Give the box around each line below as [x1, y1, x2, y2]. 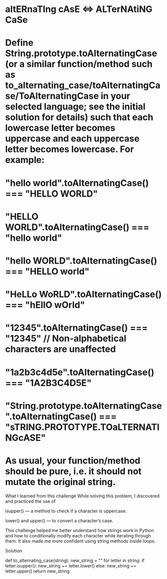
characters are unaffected [5, 343, 116, 355]
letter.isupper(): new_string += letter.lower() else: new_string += [5, 562, 136, 568]
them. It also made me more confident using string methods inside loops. [5, 538, 156, 544]
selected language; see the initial [5, 101, 146, 112]
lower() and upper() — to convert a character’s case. [5, 517, 113, 523]
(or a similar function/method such [5, 59, 153, 70]
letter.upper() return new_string [5, 568, 70, 574]
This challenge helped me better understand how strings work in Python [5, 527, 154, 533]
